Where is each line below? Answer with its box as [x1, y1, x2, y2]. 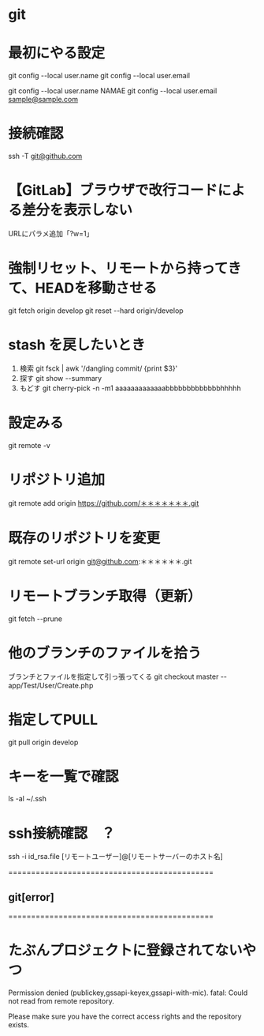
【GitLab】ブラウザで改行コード [8, 182, 218, 199]
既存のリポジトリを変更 [8, 529, 161, 547]
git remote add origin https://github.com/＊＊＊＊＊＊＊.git [8, 498, 199, 507]
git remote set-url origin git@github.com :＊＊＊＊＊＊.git [8, 556, 192, 566]
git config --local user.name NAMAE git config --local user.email [8, 86, 218, 96]
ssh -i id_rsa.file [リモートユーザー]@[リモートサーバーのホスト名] [8, 852, 223, 861]
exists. [8, 1020, 30, 1030]
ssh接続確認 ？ [8, 824, 116, 842]
